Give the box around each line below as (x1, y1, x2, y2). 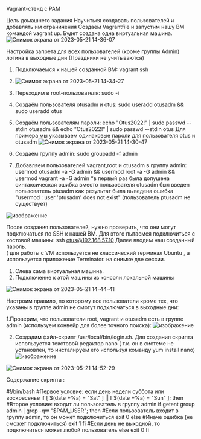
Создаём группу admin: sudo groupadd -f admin (14, 150, 138, 157)
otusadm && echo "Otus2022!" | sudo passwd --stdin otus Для (28, 126, 186, 132)
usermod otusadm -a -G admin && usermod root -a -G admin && (14, 168, 176, 175)
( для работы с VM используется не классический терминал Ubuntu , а (6, 249, 190, 256)
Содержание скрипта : (6, 376, 65, 383)
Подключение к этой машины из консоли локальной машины (14, 274, 174, 281)
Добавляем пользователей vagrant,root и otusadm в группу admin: (14, 162, 187, 168)
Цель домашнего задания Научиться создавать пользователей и (6, 17, 174, 24)
